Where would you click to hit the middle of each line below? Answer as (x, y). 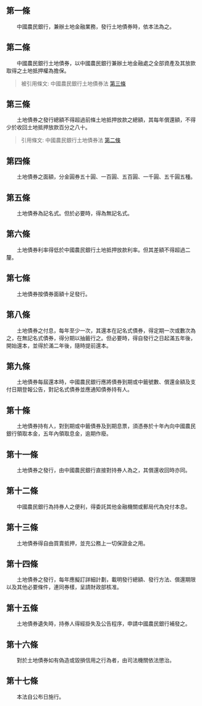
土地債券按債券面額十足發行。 (54, 294)
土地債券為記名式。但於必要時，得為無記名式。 (75, 214)
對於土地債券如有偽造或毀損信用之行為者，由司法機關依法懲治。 (96, 660)
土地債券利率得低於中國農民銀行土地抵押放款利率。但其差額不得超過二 (103, 250)
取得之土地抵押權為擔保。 (38, 71)
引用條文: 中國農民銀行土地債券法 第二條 (71, 140)
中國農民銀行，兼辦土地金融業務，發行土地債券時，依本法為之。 (96, 27)
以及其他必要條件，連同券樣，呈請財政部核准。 (64, 587)
